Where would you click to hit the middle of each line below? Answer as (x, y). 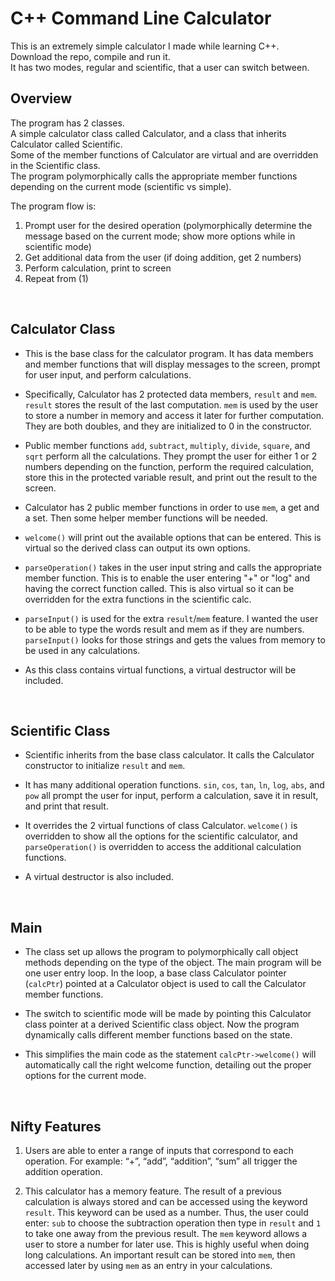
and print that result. (66, 806)
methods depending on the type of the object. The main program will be (173, 963)
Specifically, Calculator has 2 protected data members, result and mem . (171, 394)
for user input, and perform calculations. (108, 374)
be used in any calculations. (82, 650)
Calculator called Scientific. (66, 144)
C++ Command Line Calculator (141, 18)
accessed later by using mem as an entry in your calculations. (148, 1265)
